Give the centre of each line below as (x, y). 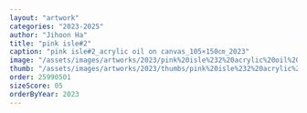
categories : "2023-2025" (57, 26)
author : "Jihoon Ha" (49, 35)
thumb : (22, 69)
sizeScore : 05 (37, 86)
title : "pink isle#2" (51, 43)
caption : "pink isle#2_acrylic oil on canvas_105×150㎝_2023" (129, 52)
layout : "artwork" (44, 18)
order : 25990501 (40, 77)
